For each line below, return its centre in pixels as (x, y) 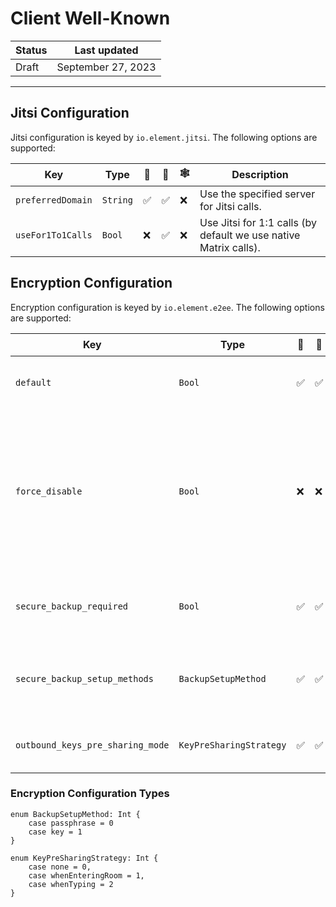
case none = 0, (60, 867)
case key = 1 (55, 832)
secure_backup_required (72, 606)
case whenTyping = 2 (71, 884)
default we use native (250, 235)
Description (260, 175)
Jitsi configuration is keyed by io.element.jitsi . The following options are (164, 137)
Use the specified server (257, 194)
